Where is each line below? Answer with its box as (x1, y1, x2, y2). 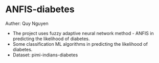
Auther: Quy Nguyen (5, 20, 49, 26)
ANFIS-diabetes (5, 4, 75, 15)
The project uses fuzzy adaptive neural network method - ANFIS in (12, 30, 154, 36)
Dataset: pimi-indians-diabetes (12, 52, 78, 58)
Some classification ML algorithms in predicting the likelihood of (12, 41, 148, 47)
